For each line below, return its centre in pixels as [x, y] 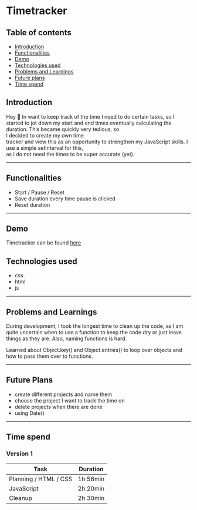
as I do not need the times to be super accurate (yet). [70, 154]
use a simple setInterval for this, [45, 147]
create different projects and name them [63, 394]
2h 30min [91, 498]
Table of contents [39, 33]
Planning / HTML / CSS [40, 479]
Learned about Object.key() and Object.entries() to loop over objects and [94, 350]
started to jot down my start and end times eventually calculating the [89, 123]
